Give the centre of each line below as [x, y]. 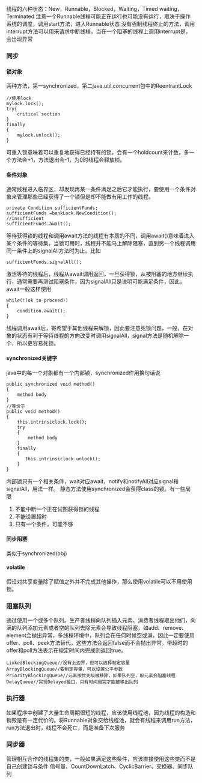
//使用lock [19, 99]
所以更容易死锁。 [38, 343]
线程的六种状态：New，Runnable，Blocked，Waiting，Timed [82, 9]
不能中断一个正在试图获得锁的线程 [57, 509]
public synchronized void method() [51, 384]
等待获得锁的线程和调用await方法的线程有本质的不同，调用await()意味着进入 [100, 236]
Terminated [20, 16]
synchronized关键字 [32, 358]
